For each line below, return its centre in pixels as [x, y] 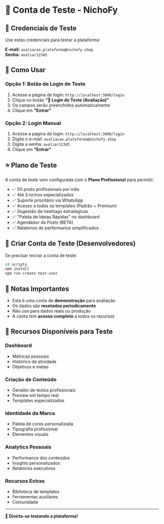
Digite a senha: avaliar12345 [41, 144]
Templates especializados [38, 401]
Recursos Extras [25, 481]
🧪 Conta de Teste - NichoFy [61, 10]
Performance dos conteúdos [41, 458]
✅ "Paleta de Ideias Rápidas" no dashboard [56, 217]
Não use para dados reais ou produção [51, 311]
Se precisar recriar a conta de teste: [41, 255]
